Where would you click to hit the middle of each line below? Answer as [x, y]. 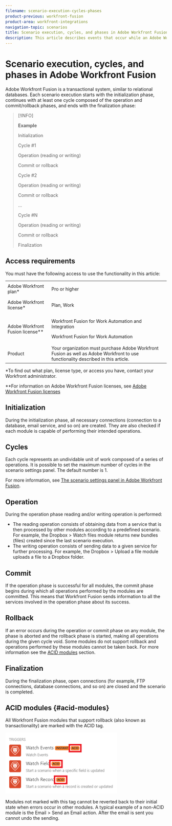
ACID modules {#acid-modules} [57, 708]
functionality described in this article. [90, 359]
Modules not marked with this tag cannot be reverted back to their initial [81, 802]
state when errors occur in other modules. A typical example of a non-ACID [85, 807]
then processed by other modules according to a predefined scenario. [87, 530]
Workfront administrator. [31, 376]
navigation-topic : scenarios [36, 27]
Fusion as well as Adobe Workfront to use [95, 354]
